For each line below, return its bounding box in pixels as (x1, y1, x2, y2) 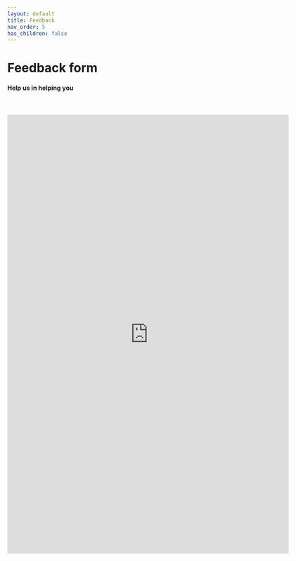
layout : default (7, 10, 55, 18)
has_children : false (7, 29, 68, 37)
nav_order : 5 (7, 23, 46, 30)
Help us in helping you (7, 84, 74, 92)
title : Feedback (7, 17, 55, 24)
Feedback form (7, 60, 98, 76)
